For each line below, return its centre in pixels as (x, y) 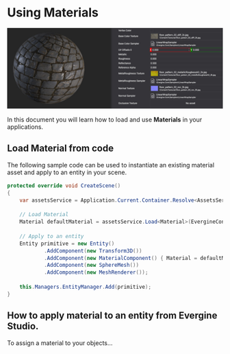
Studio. (23, 326)
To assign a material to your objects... (60, 343)
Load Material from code (61, 149)
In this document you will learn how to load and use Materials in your (105, 119)
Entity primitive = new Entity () (67, 244)
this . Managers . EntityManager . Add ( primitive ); (86, 287)
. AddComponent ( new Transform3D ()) (93, 251)
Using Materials (53, 13)
